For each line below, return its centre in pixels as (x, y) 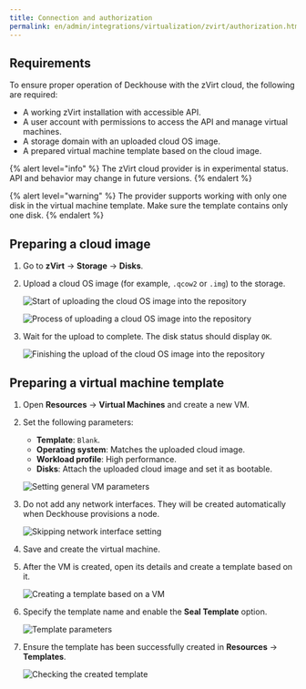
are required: (34, 95)
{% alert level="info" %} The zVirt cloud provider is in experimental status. (149, 168)
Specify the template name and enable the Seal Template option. (145, 612)
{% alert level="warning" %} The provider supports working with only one (148, 196)
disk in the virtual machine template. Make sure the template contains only (149, 206)
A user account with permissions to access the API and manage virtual (155, 122)
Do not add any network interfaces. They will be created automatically (154, 504)
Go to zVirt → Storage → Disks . (83, 266)
